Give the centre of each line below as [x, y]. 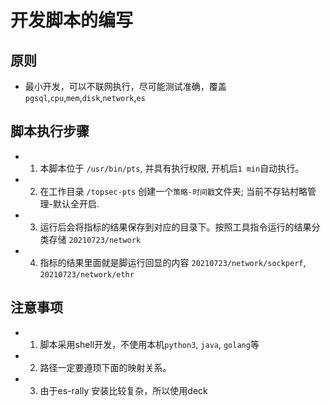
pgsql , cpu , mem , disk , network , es [85, 97]
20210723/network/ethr [87, 274]
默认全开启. [76, 203]
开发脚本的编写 [72, 20]
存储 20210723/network [95, 239]
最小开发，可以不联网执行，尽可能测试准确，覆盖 [125, 86]
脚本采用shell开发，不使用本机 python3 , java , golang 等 [149, 344]
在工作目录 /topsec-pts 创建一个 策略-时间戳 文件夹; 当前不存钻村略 [173, 191]
